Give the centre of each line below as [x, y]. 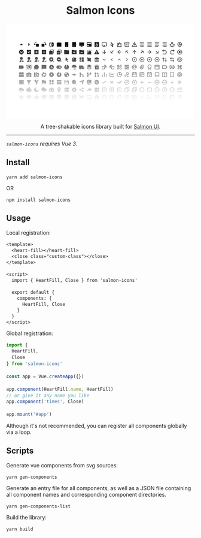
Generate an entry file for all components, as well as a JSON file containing [99, 488]
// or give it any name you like [48, 396]
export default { [33, 292]
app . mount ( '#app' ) [29, 414]
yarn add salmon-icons [34, 177]
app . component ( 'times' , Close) [45, 402]
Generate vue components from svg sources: [62, 465]
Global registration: [30, 333]
